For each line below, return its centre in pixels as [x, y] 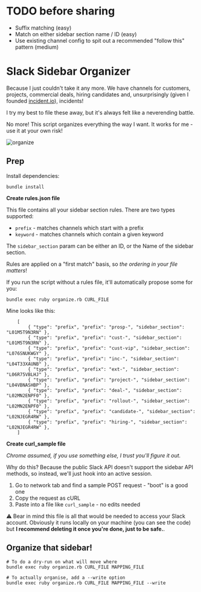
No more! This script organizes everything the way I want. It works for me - [100, 124]
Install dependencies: [33, 175]
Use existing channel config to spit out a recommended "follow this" [100, 40]
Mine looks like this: [31, 310]
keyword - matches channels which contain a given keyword [89, 234]
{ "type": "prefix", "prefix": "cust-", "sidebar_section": [105, 338]
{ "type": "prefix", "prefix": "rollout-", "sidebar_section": [109, 401]
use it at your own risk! [35, 130]
